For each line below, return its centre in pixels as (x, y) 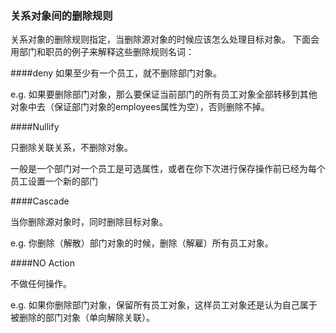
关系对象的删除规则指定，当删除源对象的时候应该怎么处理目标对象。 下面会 (165, 39)
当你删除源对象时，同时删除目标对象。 (89, 222)
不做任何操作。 (41, 284)
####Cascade (40, 201)
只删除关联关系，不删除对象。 (71, 148)
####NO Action (42, 263)
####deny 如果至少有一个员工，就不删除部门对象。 (116, 73)
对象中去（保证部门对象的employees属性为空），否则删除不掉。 (140, 107)
